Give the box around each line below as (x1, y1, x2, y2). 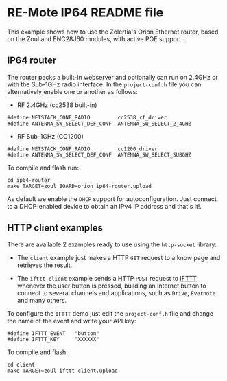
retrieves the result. (16, 261, 73, 269)
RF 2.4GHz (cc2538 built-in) (16, 101, 97, 109)
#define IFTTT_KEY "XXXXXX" (7, 336, 99, 343)
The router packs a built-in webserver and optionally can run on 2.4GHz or (7, 73, 218, 81)
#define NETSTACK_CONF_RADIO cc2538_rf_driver (7, 114, 167, 121)
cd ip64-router (7, 176, 51, 183)
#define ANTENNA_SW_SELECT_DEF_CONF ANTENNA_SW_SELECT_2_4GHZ (7, 120, 192, 127)
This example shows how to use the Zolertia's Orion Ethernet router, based (7, 27, 219, 36)
